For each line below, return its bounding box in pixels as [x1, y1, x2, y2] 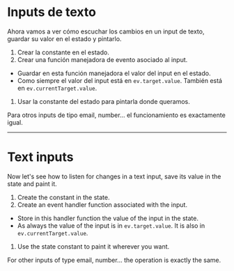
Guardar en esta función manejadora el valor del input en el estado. [17, 69, 211, 77]
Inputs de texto [7, 4, 96, 20]
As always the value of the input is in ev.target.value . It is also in [17, 221, 205, 230]
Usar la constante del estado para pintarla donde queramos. [17, 97, 190, 105]
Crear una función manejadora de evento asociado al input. [17, 55, 188, 63]
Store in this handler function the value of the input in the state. [17, 214, 198, 222]
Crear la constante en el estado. [17, 48, 109, 56]
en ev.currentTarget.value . [17, 84, 97, 92]
